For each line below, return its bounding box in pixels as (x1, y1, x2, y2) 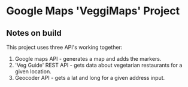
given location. (14, 68, 52, 75)
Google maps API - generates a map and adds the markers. (14, 55, 162, 62)
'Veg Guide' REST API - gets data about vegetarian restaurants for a (14, 61, 183, 69)
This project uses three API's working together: (6, 44, 123, 51)
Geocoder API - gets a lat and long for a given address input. (14, 74, 165, 81)
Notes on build (6, 28, 62, 38)
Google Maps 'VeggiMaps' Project (6, 4, 180, 18)
